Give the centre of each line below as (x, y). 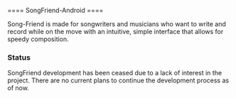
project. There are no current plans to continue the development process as (118, 80)
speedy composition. (38, 39)
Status (19, 58)
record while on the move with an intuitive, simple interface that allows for (116, 32)
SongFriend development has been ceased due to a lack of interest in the (115, 73)
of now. (18, 88)
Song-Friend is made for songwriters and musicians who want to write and (117, 24)
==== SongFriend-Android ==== (55, 10)
